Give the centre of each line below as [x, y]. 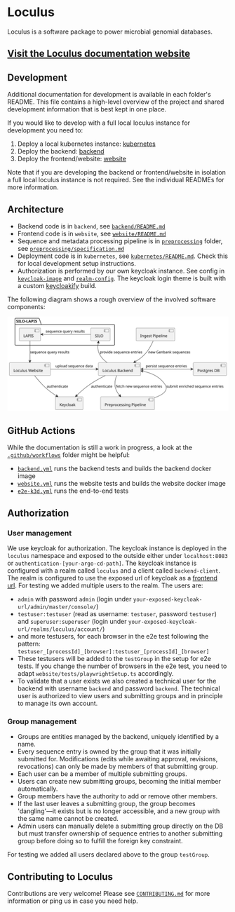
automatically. [38, 789]
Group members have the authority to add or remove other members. [117, 796]
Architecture [36, 209]
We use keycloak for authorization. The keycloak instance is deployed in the [117, 548]
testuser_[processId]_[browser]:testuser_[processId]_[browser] [113, 652]
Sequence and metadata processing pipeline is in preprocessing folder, [120, 241]
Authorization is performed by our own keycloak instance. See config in [121, 271]
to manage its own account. [58, 703]
